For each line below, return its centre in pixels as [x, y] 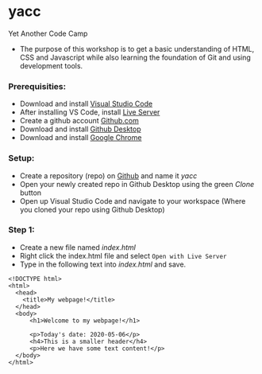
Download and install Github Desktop [80, 129]
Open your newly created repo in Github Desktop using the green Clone [137, 184]
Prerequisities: [37, 86]
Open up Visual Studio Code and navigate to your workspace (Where [133, 201]
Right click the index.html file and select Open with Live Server [123, 255]
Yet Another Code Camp [48, 33]
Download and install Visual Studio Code [86, 104]
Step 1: [21, 230]
